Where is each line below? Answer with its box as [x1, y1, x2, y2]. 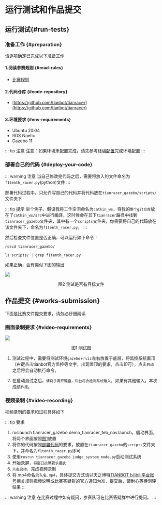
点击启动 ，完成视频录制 [12, 466, 57, 472]
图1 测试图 [71, 345, 91, 351]
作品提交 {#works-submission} [5, 297, 100, 305]
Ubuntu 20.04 [12, 128, 40, 133]
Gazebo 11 [12, 138, 33, 144]
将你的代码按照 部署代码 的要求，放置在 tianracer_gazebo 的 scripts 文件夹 [12, 442, 156, 448]
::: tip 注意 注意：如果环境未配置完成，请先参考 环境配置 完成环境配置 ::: [5, 148, 145, 154]
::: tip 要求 [5, 419, 25, 425]
